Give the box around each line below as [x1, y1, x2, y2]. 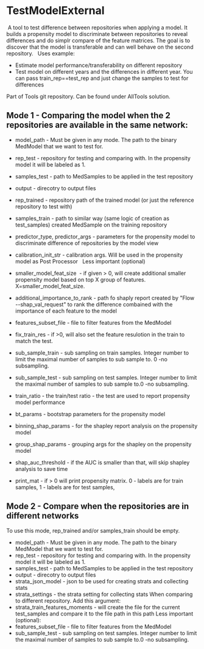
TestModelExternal [6, 4, 105, 18]
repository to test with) [15, 202, 72, 210]
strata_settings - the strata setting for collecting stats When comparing [15, 590, 193, 598]
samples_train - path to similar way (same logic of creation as [15, 215, 169, 222]
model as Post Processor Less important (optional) [15, 257, 146, 265]
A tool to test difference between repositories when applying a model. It [7, 24, 188, 31]
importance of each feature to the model [15, 307, 118, 314]
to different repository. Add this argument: [15, 597, 121, 604]
